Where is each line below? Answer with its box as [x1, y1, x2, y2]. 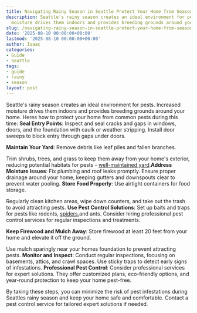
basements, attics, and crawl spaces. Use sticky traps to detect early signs [6, 258, 188, 265]
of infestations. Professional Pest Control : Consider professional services [6, 264, 185, 271]
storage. [6, 186, 26, 193]
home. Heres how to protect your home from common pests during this [6, 113, 178, 120]
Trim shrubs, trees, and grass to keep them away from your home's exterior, [6, 155, 190, 162]
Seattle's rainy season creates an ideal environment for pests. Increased [6, 101, 181, 108]
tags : [6, 63, 19, 69]
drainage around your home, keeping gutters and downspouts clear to [6, 174, 175, 181]
